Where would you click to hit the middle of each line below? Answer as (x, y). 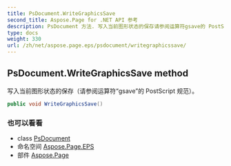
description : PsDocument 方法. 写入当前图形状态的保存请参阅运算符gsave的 (106, 26)
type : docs (23, 33)
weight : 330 (24, 39)
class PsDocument (44, 138)
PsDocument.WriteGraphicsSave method (98, 73)
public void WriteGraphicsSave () (55, 104)
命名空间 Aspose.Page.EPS (56, 146)
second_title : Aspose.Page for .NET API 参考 (72, 20)
